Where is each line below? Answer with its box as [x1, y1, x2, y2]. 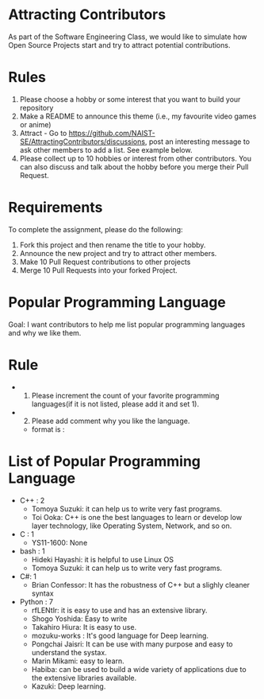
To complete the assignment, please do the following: [8, 224, 183, 234]
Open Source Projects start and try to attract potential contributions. [8, 40, 231, 49]
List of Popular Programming [8, 452, 201, 470]
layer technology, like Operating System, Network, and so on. [31, 521, 232, 530]
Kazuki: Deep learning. [31, 682, 106, 691]
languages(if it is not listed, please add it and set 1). [31, 399, 200, 409]
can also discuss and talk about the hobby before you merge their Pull [19, 161, 249, 172]
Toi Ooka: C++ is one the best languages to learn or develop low [31, 512, 243, 522]
